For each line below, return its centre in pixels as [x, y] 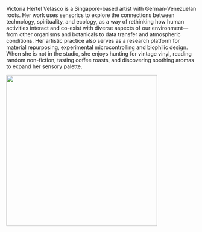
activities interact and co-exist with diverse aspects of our [78, 28]
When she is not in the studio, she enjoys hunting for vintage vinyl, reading [99, 53]
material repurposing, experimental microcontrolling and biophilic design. [97, 47]
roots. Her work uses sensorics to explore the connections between [90, 15]
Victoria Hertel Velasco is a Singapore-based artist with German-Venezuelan [101, 9]
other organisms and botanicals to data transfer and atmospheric [100, 34]
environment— [170, 28]
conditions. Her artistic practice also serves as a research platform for [93, 41]
